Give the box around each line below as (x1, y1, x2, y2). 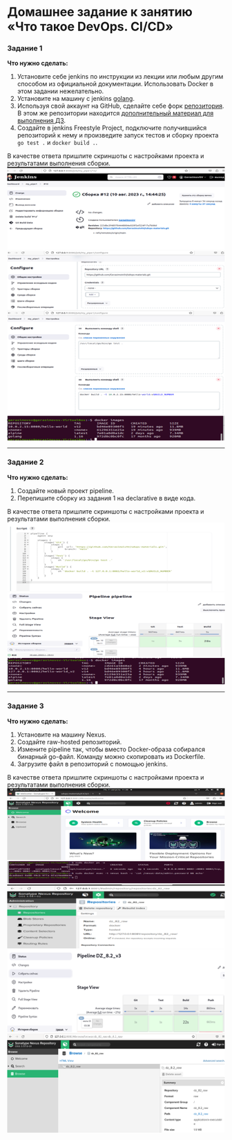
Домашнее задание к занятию (7, 4, 193, 20)
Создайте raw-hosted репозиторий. (17, 737, 122, 746)
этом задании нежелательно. (17, 87, 104, 95)
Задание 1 (7, 44, 43, 53)
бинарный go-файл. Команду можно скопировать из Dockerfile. (17, 752, 206, 760)
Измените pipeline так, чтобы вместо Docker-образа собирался (17, 745, 206, 753)
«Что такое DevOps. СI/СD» (7, 19, 174, 35)
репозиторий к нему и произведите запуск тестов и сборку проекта (17, 131, 219, 139)
